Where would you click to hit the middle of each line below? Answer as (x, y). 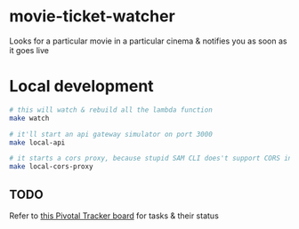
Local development (81, 87)
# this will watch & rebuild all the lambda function (111, 110)
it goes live (29, 50)
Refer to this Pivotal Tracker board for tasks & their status (114, 216)
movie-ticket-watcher (92, 16)
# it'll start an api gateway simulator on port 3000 (111, 134)
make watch (29, 118)
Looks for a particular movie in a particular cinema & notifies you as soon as (148, 41)
